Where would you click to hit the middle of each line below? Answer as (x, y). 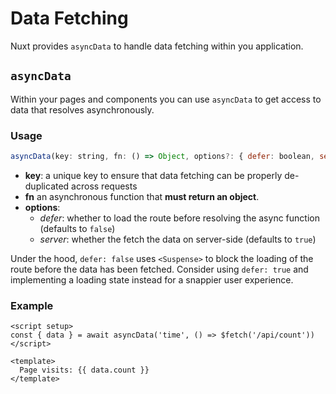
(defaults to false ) (77, 228)
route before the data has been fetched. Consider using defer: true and (159, 269)
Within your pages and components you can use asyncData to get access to (166, 99)
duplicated (47, 186)
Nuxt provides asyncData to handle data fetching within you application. (157, 46)
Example (32, 305)
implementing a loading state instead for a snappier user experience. (152, 279)
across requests (104, 186)
